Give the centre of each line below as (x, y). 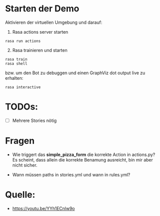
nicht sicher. (25, 165)
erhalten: (14, 78)
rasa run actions (23, 41)
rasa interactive (23, 87)
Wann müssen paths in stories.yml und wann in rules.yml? (71, 174)
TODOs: (22, 107)
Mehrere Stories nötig (34, 120)
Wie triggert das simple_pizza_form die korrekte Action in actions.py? (84, 155)
